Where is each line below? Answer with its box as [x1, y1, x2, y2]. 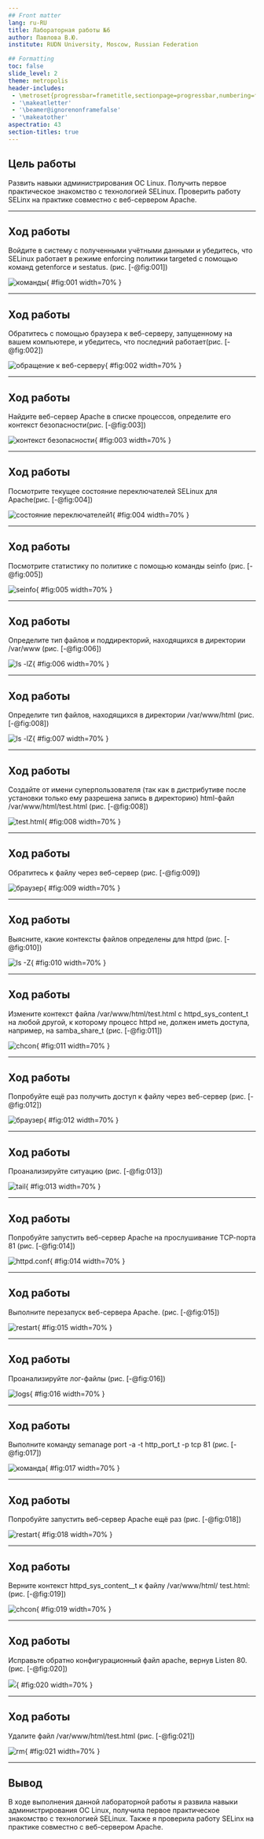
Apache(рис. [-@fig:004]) [8, 495, 93, 504]
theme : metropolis [8, 76, 68, 85]
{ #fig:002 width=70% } [104, 361, 182, 370]
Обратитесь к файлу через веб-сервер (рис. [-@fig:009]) [8, 868, 200, 877]
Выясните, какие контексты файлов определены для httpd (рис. [8, 934, 222, 944]
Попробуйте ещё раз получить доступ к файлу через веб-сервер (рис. [8, 1092, 246, 1101]
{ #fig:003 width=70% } [93, 436, 171, 444]
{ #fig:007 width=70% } [32, 734, 109, 743]
